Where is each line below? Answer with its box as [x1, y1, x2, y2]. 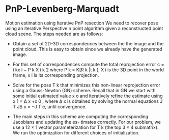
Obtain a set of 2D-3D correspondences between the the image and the [12, 40, 164, 46]
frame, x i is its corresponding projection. [12, 72, 99, 78]
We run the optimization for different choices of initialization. [12, 129, 140, 135]
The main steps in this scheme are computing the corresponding [12, 113, 149, 120]
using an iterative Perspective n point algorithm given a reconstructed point [5, 25, 163, 31]
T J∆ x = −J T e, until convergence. [12, 103, 87, 109]
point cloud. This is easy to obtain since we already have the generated [12, 46, 162, 52]
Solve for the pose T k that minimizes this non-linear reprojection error [12, 82, 160, 88]
